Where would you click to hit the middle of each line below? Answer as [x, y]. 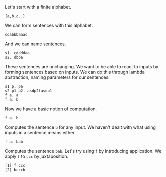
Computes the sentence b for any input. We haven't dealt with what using [81, 127]
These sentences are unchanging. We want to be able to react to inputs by [82, 67]
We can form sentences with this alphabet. [49, 25]
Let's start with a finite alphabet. [38, 7]
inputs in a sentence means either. [40, 133]
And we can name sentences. [36, 44]
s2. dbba [14, 57]
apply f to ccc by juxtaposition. [37, 156]
